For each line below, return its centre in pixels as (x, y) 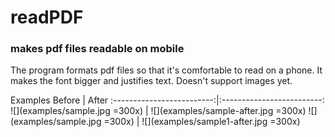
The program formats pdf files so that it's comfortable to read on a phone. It (166, 70)
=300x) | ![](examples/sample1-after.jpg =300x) (202, 122)
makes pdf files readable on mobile (97, 49)
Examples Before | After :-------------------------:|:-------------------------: (167, 100)
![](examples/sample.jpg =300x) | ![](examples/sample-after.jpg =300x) (158, 111)
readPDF (47, 17)
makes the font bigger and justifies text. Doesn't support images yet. (151, 81)
